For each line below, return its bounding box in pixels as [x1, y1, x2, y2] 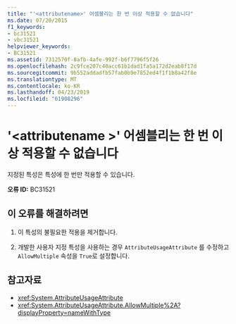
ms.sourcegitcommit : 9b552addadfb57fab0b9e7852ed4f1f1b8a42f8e [7, 69, 197, 76]
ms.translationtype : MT [7, 75, 77, 83]
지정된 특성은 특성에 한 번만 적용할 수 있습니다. [7, 170, 135, 178]
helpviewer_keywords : [7, 43, 71, 50]
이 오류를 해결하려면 [7, 208, 89, 220]
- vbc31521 [7, 37, 39, 44]
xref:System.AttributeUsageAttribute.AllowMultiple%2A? [17, 301, 181, 309]
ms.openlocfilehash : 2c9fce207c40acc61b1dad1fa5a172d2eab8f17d [7, 63, 197, 70]
